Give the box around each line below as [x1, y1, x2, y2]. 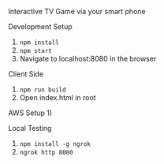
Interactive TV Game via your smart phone [8, 7, 146, 16]
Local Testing [8, 124, 52, 132]
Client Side [8, 69, 44, 78]
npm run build [19, 86, 66, 94]
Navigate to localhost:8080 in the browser [19, 54, 157, 63]
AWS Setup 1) [8, 108, 53, 117]
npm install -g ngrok [19, 140, 91, 148]
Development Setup [8, 22, 73, 31]
